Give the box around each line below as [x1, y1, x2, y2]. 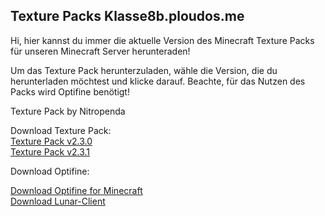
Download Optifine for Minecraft [10, 184, 143, 196]
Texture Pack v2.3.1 [10, 145, 91, 158]
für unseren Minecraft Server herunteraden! [10, 45, 191, 57]
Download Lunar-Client [10, 195, 106, 207]
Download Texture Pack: [10, 124, 112, 136]
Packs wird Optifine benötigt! [10, 85, 130, 98]
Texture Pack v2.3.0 [10, 135, 93, 147]
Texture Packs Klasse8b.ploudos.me [10, 8, 245, 25]
